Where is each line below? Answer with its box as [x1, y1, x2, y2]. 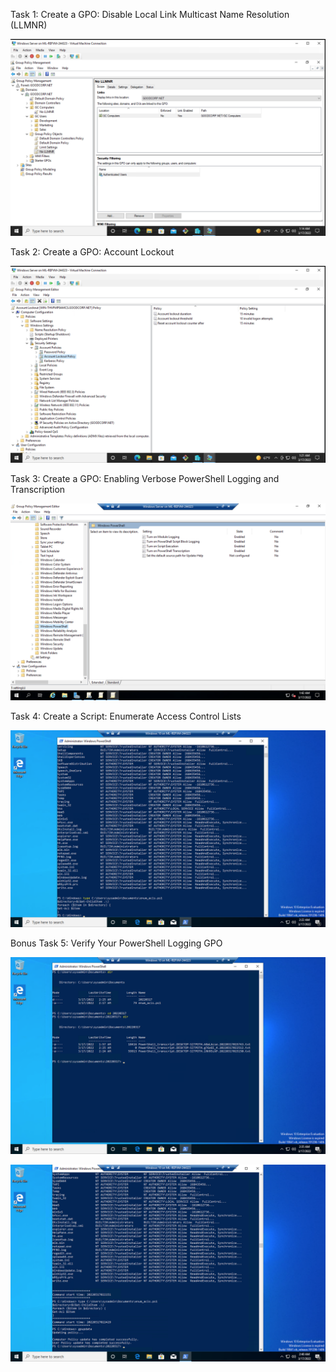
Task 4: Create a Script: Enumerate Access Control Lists [10, 710, 242, 722]
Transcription [10, 484, 66, 495]
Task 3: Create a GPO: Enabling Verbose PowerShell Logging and [10, 473, 280, 484]
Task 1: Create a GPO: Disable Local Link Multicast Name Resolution [10, 9, 290, 20]
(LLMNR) [10, 19, 48, 31]
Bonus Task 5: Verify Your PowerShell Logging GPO [10, 937, 223, 949]
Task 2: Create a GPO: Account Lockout [10, 246, 175, 258]
